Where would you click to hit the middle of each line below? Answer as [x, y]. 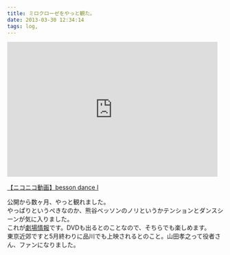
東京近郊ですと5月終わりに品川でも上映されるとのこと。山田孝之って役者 [111, 236]
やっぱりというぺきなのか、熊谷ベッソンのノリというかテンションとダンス [112, 210]
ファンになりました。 [49, 245]
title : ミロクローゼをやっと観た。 [51, 13]
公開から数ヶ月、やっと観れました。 [58, 202]
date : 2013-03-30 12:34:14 [46, 20]
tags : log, [23, 26]
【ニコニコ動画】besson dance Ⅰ [53, 187]
